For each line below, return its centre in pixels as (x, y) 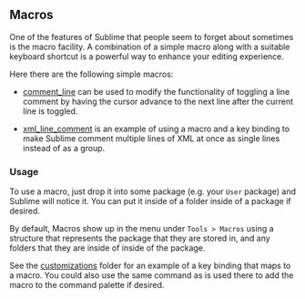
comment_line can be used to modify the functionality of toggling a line (156, 91)
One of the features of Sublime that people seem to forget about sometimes (152, 36)
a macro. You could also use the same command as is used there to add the (152, 275)
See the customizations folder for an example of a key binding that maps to (150, 266)
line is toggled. (50, 111)
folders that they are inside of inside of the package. (107, 248)
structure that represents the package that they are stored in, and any (140, 238)
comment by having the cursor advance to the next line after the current (158, 101)
